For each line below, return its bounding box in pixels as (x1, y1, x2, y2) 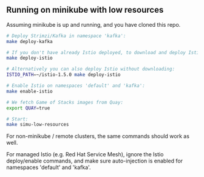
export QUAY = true (6, 105, 50, 111)
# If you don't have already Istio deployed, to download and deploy (6, 49, 186, 55)
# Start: (6, 116, 29, 122)
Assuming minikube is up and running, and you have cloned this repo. (6, 21, 181, 28)
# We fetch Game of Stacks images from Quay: (6, 99, 123, 105)
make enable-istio (6, 88, 53, 94)
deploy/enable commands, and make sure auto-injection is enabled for (6, 158, 183, 165)
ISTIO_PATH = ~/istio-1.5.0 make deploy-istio (6, 72, 121, 78)
